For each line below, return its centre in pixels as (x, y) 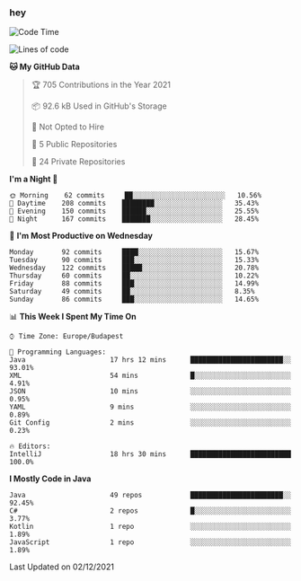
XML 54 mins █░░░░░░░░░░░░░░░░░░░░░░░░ (150, 376)
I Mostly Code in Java (50, 479)
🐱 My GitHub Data (45, 67)
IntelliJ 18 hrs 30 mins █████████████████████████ (150, 454)
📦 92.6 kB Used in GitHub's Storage (99, 106)
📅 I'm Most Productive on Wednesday (81, 236)
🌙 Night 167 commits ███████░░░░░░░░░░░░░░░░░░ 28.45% (134, 219)
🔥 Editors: (30, 446)
